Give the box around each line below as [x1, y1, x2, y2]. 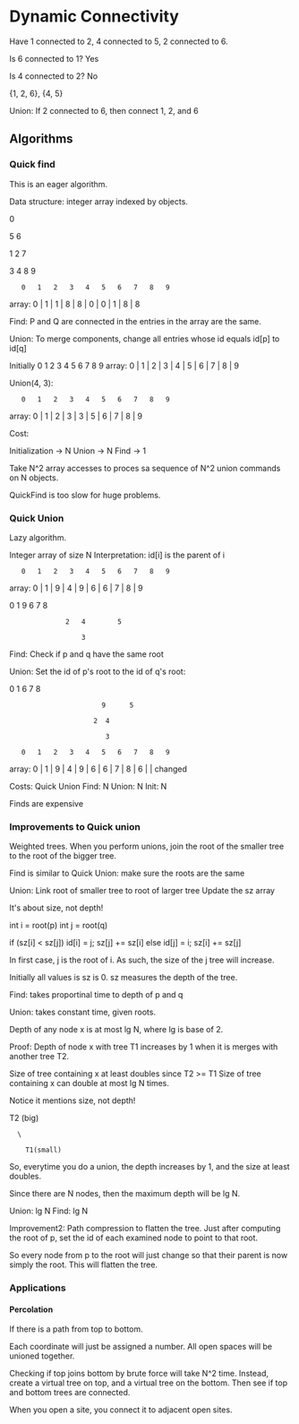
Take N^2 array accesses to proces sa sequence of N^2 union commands [9, 462, 281, 473]
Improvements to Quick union [9, 820, 141, 833]
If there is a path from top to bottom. [9, 1324, 143, 1334]
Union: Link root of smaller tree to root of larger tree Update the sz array [9, 885, 276, 896]
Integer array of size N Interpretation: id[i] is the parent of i [9, 549, 226, 560]
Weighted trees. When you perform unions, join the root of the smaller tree [9, 841, 285, 852]
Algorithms [9, 132, 73, 147]
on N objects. [9, 472, 59, 483]
